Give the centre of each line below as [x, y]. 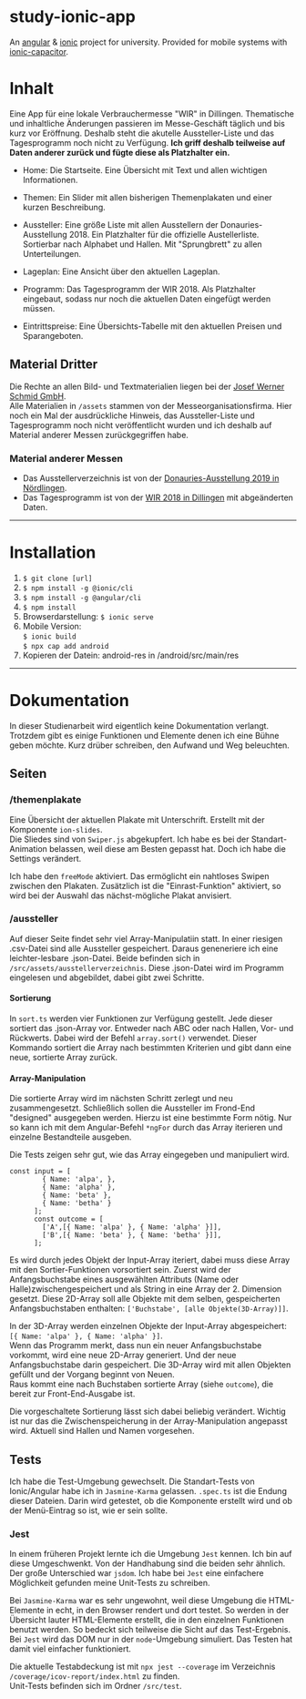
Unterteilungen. [52, 253]
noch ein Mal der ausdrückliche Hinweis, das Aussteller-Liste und [132, 415]
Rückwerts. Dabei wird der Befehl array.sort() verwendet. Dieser [133, 1038]
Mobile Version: [52, 626]
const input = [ [40, 1172]
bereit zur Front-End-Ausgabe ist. [72, 1394]
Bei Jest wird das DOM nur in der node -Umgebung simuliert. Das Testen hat [151, 1639]
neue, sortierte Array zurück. [64, 1058]
